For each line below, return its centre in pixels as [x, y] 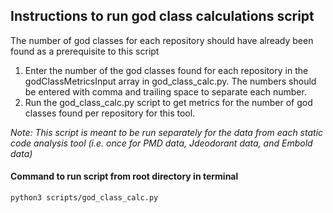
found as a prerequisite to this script [85, 51]
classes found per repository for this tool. [110, 113]
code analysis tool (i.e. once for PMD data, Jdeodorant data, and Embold [161, 143]
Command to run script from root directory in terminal [124, 176]
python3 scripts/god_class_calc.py [84, 198]
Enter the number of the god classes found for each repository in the [166, 70]
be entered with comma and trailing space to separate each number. [165, 91]
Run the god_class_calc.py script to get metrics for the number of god [168, 102]
